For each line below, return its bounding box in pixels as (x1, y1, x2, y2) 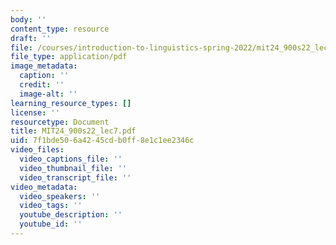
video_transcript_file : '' (19, 172, 132, 183)
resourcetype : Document (10, 117, 110, 127)
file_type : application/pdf (10, 52, 128, 62)
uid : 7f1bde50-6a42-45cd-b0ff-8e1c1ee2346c (10, 136, 195, 146)
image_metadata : (10, 61, 78, 71)
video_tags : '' (19, 201, 83, 211)
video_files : (10, 145, 65, 155)
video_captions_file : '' (19, 154, 123, 164)
